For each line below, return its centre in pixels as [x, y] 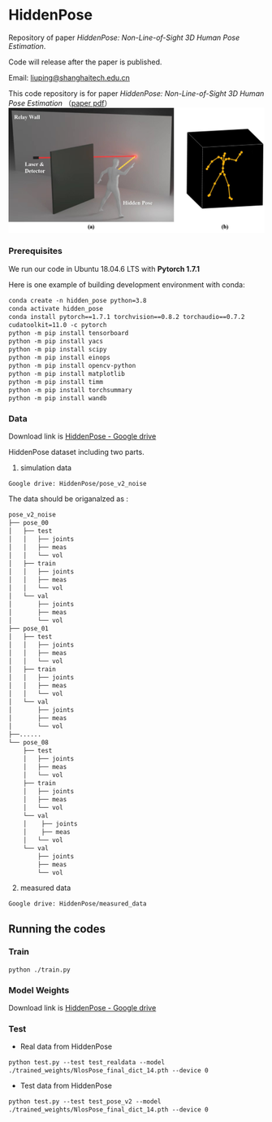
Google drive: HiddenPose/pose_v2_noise [78, 484]
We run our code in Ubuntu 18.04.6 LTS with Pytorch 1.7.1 [104, 268]
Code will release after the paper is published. [85, 62]
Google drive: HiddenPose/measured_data [78, 904]
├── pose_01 [28, 629]
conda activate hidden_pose [56, 308]
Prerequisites [35, 251]
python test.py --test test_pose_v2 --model [85, 1102]
